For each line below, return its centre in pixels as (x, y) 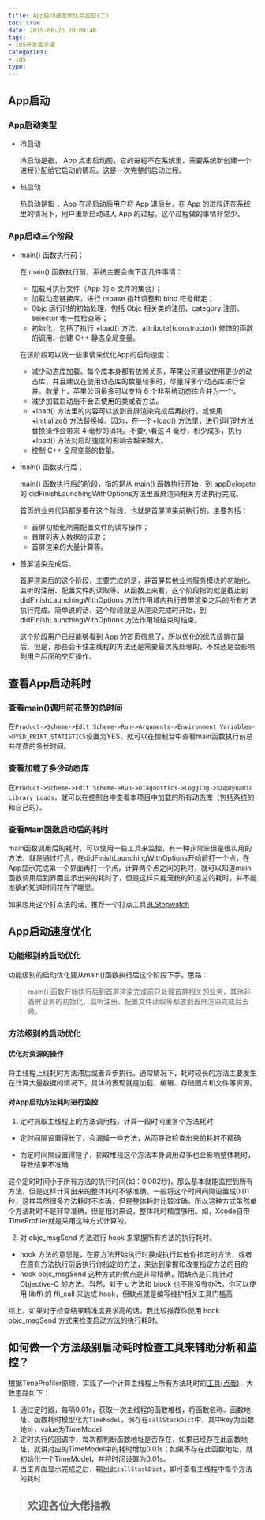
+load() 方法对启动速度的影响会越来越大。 (99, 440)
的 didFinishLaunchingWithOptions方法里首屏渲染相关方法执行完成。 (131, 493)
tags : (17, 37)
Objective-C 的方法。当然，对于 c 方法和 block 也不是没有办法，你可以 (134, 1284)
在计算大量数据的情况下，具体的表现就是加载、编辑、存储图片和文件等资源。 (132, 1082)
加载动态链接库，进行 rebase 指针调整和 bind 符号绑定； (123, 298)
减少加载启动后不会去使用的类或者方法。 (97, 401)
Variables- (237, 727)
